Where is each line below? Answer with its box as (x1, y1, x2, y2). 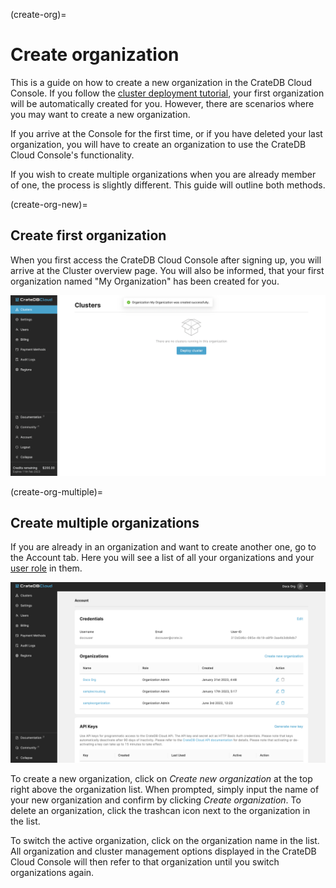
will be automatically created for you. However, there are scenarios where (10, 97, 315, 109)
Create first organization (10, 227, 167, 244)
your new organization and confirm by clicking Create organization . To (10, 794, 302, 806)
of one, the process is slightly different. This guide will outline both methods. (10, 179, 326, 191)
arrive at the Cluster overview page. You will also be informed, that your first (10, 264, 325, 276)
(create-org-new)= (10, 198, 88, 210)
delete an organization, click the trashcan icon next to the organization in (10, 804, 311, 816)
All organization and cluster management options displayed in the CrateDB (10, 845, 317, 857)
